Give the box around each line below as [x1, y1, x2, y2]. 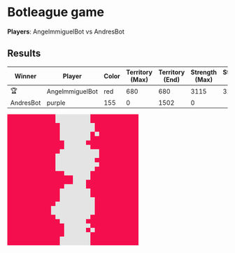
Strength [190, 68, 218, 77]
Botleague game [7, 4, 105, 20]
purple [46, 99, 66, 107]
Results [7, 48, 41, 59]
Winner [14, 71, 37, 80]
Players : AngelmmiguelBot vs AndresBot [7, 27, 124, 36]
